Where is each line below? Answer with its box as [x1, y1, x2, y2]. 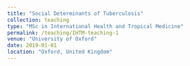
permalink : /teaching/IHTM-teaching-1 [7, 29, 119, 36]
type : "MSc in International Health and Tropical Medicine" [7, 23, 184, 30]
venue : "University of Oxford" [7, 36, 97, 43]
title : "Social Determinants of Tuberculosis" [7, 10, 144, 17]
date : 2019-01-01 [7, 42, 57, 49]
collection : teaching [7, 16, 70, 23]
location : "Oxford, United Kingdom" [7, 49, 113, 56]
